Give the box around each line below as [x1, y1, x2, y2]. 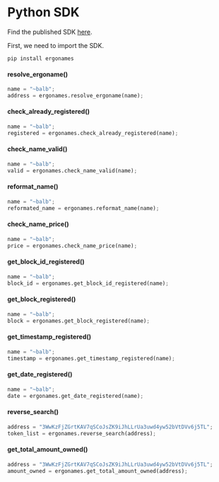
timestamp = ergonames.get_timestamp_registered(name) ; [7, 355, 175, 362]
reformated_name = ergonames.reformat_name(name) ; [7, 204, 160, 212]
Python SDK [7, 4, 80, 20]
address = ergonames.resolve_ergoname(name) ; [7, 93, 143, 100]
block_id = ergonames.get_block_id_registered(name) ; [7, 280, 170, 287]
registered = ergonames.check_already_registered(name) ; [7, 129, 179, 136]
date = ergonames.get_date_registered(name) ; [7, 392, 143, 399]
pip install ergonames [7, 54, 74, 62]
